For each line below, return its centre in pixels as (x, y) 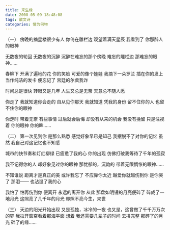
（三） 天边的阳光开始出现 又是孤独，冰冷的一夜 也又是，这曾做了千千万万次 (85, 210)
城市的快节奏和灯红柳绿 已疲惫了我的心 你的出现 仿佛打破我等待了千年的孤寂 (85, 154)
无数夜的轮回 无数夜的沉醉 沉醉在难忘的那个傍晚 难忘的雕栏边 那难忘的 (79, 57)
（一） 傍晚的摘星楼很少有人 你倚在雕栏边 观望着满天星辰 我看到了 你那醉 (82, 39)
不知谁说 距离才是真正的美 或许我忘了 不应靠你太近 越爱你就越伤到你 (77, 175)
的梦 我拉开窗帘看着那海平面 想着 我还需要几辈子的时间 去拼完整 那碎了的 (82, 216)
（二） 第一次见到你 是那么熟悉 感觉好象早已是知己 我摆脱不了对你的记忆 (81, 136)
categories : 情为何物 (27, 24)
